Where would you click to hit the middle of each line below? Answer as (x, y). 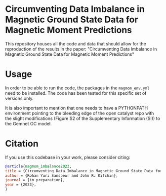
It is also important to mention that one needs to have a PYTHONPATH (77, 108)
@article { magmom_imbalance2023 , (38, 166)
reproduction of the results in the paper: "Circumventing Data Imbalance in (81, 49)
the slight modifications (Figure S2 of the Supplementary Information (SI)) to (83, 118)
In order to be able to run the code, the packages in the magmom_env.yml (77, 88)
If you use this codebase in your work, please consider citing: (68, 157)
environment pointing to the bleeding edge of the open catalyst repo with (80, 113)
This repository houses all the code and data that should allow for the (76, 43)
